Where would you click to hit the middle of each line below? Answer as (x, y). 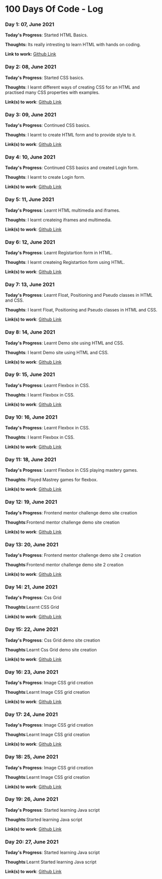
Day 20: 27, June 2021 (32, 842)
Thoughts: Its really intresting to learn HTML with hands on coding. (73, 45)
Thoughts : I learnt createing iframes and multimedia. (58, 220)
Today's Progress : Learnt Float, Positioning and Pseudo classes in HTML (79, 295)
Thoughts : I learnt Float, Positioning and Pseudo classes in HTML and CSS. (81, 310)
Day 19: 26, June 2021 (32, 799)
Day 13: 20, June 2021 (32, 544)
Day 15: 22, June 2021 (32, 629)
